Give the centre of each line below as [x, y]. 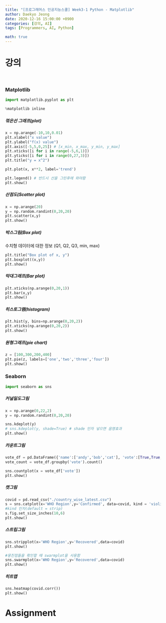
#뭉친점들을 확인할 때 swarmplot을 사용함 [43, 555]
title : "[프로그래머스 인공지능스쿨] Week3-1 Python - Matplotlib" [70, 10]
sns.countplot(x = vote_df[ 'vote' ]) [43, 471]
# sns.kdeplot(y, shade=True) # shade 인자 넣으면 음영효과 [63, 429]
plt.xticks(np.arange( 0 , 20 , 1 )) [37, 288]
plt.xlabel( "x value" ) [28, 137]
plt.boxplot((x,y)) [25, 260]
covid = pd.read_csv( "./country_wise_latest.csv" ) [58, 500]
